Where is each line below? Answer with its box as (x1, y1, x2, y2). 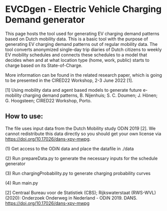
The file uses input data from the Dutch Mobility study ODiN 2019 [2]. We (5, 125, 156, 131)
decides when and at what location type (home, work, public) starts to (5, 57, 150, 63)
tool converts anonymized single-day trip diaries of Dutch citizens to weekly (5, 46, 162, 52)
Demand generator (5, 14, 85, 25)
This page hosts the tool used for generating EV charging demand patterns (5, 30, 159, 36)
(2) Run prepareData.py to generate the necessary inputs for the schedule (5, 155, 158, 161)
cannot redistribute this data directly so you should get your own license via (5, 131, 161, 137)
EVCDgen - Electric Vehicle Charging (5, 3, 161, 15)
